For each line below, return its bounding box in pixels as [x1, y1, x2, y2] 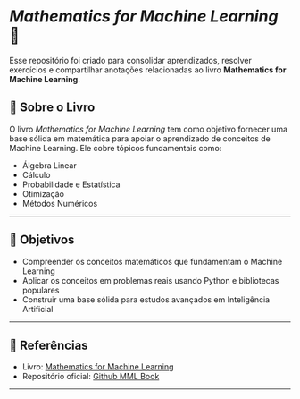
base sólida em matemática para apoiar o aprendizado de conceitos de [9, 132, 271, 144]
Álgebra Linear [21, 159, 78, 171]
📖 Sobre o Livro [9, 100, 96, 115]
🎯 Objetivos [9, 233, 75, 248]
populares [21, 284, 60, 295]
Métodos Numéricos [21, 198, 98, 208]
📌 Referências [9, 337, 88, 352]
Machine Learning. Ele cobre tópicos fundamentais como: [9, 142, 222, 153]
